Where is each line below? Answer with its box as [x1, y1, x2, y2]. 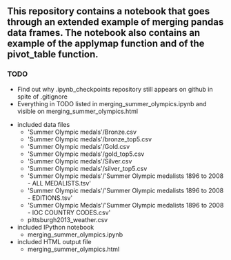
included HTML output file [17, 237, 92, 246]
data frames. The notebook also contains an [7, 27, 201, 39]
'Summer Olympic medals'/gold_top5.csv [27, 150, 145, 158]
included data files [17, 120, 70, 128]
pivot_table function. [7, 48, 99, 61]
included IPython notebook [17, 223, 94, 231]
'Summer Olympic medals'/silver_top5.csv [27, 164, 148, 172]
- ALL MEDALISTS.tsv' [27, 179, 92, 187]
